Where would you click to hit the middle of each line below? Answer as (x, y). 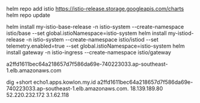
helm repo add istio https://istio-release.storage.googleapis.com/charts (95, 9)
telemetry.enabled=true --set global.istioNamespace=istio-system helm (96, 46)
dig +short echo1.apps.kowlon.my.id (51, 82)
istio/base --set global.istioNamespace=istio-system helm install (87, 33)
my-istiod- (181, 33)
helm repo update (28, 15)
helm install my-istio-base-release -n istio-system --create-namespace (95, 27)
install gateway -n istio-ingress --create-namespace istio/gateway (89, 52)
